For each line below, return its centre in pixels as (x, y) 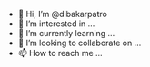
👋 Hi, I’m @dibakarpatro (62, 14)
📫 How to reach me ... (60, 53)
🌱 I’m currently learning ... (66, 33)
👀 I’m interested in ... (56, 24)
